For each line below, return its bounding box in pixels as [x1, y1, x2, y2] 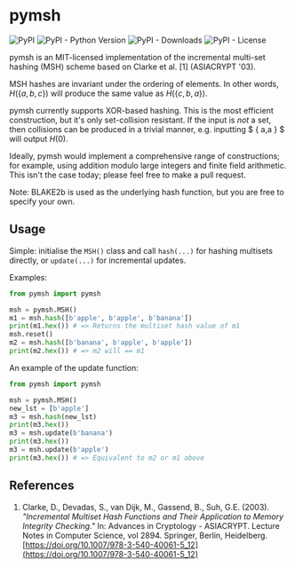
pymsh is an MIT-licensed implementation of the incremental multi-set [9, 51, 267, 62]
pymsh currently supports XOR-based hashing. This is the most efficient [9, 105, 274, 115]
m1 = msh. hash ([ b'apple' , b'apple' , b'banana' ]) [9, 313, 193, 322]
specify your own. [9, 196, 76, 207]
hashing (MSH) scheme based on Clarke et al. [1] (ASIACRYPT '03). [9, 61, 256, 72]
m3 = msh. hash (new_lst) [9, 412, 98, 422]
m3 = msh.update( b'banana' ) [9, 429, 114, 438]
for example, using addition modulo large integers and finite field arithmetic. [9, 160, 287, 170]
